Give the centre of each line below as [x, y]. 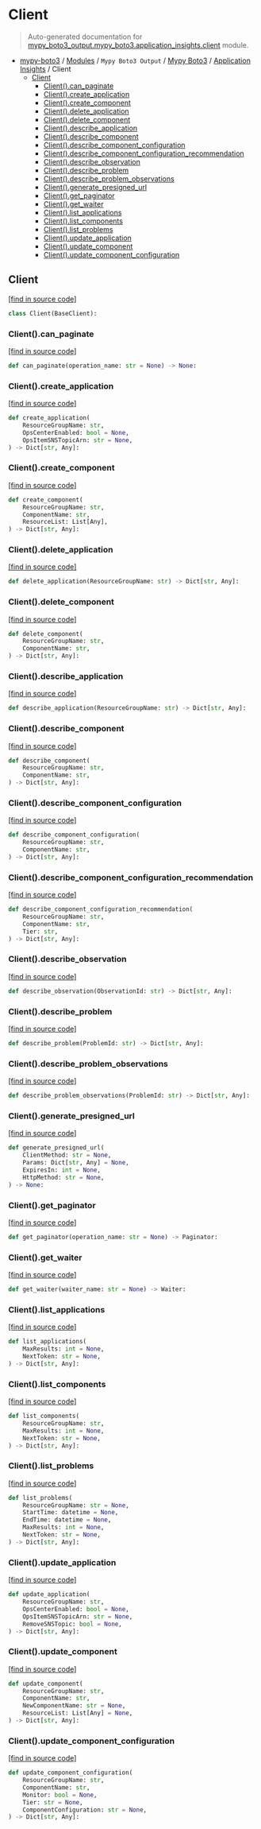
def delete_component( [46, 634]
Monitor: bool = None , [60, 1795]
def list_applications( [48, 1342]
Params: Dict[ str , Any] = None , [76, 1163]
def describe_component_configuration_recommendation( [101, 909]
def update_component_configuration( [71, 1773]
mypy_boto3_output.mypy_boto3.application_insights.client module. [138, 45]
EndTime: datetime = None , [67, 1520]
